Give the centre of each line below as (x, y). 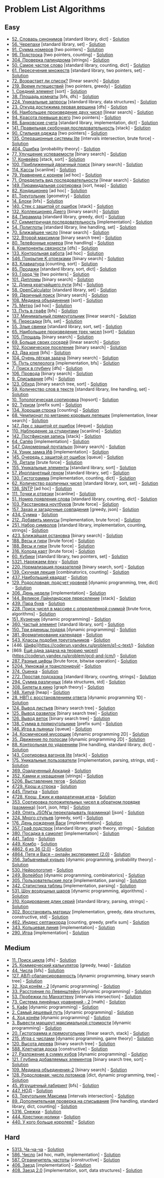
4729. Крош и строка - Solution (44, 786)
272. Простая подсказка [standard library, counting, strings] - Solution (84, 677)
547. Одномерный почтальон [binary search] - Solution (68, 447)
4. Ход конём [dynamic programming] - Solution (61, 1017)
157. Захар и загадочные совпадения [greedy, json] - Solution (75, 509)
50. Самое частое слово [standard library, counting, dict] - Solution (81, 65)
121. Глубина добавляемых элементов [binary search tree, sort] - (79, 1059)
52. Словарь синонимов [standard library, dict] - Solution (70, 39)
